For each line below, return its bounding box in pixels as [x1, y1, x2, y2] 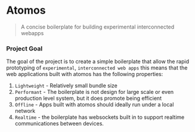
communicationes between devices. [14, 120, 104, 127]
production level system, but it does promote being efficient [14, 95, 162, 102]
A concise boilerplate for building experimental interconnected [20, 23, 175, 30]
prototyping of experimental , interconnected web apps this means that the [6, 64, 188, 71]
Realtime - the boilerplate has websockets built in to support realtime [14, 114, 185, 121]
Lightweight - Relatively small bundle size [14, 82, 117, 89]
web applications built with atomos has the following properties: [6, 71, 163, 78]
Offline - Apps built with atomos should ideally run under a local [14, 101, 174, 108]
